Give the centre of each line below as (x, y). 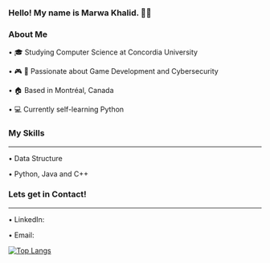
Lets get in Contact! (47, 194)
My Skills (27, 133)
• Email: (21, 235)
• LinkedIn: (27, 219)
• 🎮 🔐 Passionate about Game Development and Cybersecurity (113, 71)
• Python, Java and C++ (48, 174)
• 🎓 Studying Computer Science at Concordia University (103, 52)
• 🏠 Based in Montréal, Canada (61, 91)
